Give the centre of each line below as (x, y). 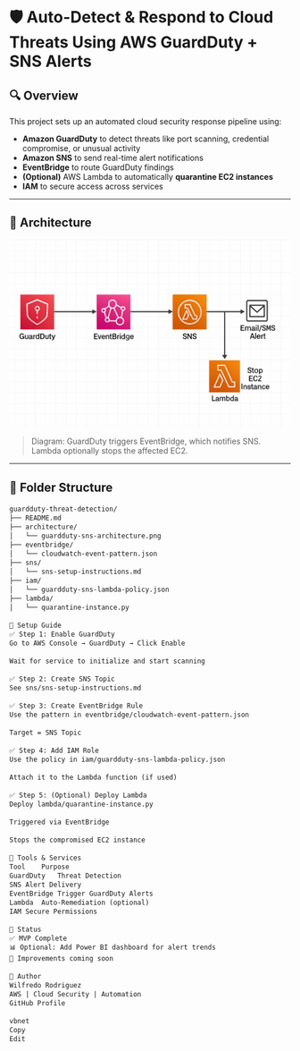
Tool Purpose (39, 867)
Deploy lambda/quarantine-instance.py (81, 805)
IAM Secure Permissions (54, 912)
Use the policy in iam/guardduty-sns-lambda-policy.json (117, 760)
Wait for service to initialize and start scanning (107, 661)
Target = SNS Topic (46, 733)
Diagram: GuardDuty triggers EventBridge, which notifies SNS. (146, 441)
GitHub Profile (37, 1004)
